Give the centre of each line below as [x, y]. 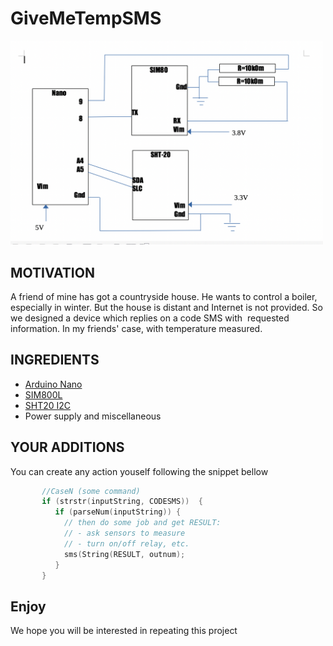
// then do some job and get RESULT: [142, 523]
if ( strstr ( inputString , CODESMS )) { [122, 502]
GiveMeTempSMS [86, 18]
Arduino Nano [53, 384]
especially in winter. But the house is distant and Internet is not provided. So [166, 307]
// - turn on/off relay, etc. [126, 543]
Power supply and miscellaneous [93, 416]
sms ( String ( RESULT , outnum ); [124, 554]
